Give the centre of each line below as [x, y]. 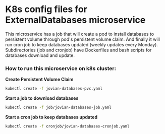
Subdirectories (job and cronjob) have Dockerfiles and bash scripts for [78, 50]
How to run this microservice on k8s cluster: [61, 68]
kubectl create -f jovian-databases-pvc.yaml [54, 89]
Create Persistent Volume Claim [39, 80]
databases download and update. [40, 55]
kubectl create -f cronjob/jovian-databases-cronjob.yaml [67, 126]
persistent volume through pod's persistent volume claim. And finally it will [82, 39]
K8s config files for [46, 9]
